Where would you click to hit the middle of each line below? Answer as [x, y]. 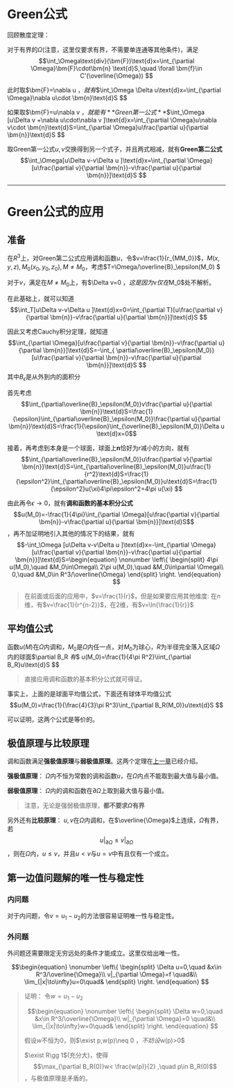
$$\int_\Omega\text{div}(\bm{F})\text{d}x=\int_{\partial [116, 60]
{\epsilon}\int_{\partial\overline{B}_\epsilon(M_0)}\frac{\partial [101, 418]
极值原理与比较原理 [48, 743]
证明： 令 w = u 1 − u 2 [53, 997]
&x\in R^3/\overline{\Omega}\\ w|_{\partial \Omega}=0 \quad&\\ [125, 1018]
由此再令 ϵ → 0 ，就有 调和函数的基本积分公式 [70, 503]
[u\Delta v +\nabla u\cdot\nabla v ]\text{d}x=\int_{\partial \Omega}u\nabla [112, 120]
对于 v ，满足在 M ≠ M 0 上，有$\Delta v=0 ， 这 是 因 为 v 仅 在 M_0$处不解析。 [111, 284]
